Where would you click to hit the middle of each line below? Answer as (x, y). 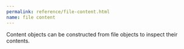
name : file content (31, 17)
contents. (18, 41)
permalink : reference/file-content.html (58, 12)
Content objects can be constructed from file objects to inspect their (92, 34)
